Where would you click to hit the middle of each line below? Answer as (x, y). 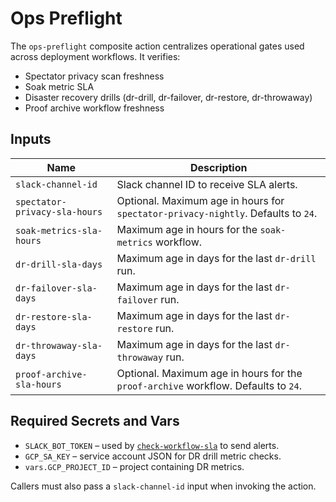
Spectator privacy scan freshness (94, 76)
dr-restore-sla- (54, 316)
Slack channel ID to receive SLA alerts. (207, 184)
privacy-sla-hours (59, 211)
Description (219, 167)
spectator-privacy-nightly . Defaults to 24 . (217, 213)
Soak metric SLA (59, 86)
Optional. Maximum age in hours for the (209, 373)
